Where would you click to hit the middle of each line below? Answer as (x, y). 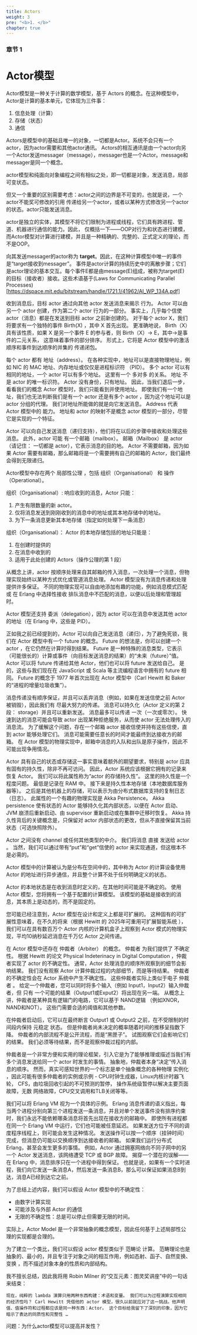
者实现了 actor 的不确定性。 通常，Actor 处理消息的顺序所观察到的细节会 (94, 963)
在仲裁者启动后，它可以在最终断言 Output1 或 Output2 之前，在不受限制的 (95, 1020)
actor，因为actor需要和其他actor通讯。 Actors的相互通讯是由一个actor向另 (96, 148)
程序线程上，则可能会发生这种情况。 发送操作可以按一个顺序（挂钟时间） (99, 1133)
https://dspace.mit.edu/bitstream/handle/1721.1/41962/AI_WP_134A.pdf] (94, 291)
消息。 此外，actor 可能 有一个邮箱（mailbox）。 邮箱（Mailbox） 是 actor (94, 439)
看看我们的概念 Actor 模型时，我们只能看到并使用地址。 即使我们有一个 (92, 389)
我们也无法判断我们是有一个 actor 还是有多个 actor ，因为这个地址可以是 (103, 396)
